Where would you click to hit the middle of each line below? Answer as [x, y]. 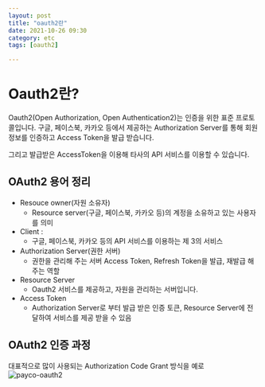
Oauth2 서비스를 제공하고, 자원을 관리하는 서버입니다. [115, 289]
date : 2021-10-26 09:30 [48, 30]
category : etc [32, 38]
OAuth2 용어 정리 [50, 182]
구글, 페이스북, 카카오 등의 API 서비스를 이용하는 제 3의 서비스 [127, 240]
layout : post [30, 16]
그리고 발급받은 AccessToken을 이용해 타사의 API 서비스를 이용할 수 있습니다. [129, 154]
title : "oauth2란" [38, 23]
